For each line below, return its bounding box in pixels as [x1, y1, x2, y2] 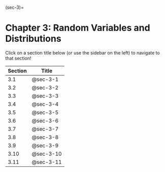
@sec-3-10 [31, 150, 62, 157]
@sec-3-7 [31, 125, 59, 132]
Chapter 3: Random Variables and [5, 22, 151, 34]
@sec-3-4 [31, 100, 59, 107]
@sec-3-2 [31, 84, 59, 91]
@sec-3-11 [31, 158, 62, 165]
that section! [5, 55, 31, 61]
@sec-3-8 [31, 133, 59, 140]
